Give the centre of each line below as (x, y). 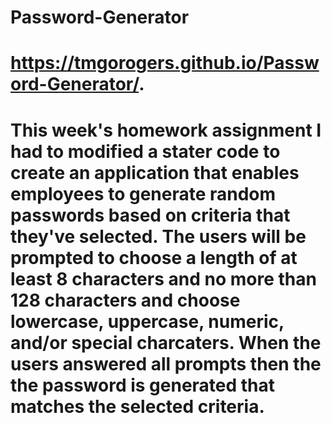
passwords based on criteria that (150, 215)
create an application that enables (155, 172)
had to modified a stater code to (145, 151)
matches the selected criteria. (137, 406)
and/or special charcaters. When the (166, 342)
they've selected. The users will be (158, 236)
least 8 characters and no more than (163, 278)
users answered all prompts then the (166, 363)
